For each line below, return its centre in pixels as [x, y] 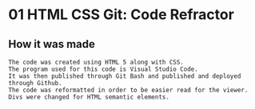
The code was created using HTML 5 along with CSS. [96, 62]
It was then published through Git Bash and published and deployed [125, 76]
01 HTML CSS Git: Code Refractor [121, 15]
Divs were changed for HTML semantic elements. [89, 97]
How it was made [52, 44]
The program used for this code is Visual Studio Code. [103, 69]
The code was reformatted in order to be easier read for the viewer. [128, 90]
